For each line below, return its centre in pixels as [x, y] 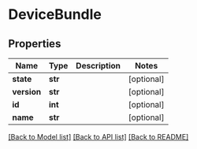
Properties [35, 44]
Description [98, 66]
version [27, 92]
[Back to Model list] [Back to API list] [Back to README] [98, 137]
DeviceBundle [55, 15]
